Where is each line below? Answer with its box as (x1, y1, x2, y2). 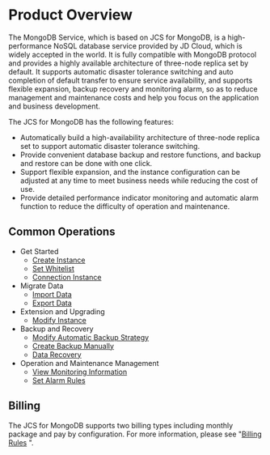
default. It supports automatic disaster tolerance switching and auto (8, 66, 234, 76)
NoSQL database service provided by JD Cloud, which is (53, 40, 243, 50)
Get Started (19, 246, 59, 256)
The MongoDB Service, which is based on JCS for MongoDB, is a (8, 32, 226, 42)
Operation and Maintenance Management (19, 358, 159, 368)
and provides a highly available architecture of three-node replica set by (8, 58, 249, 68)
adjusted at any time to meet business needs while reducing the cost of (19, 176, 259, 185)
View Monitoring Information (32, 367, 128, 376)
